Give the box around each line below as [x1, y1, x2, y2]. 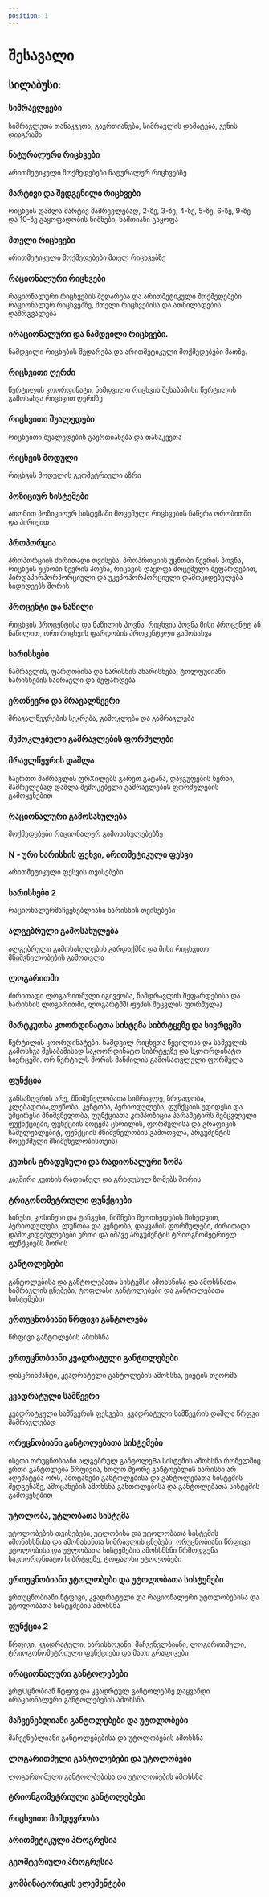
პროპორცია [8, 537, 56, 549]
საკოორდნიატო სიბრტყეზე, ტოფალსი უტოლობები [8, 1554, 182, 1564]
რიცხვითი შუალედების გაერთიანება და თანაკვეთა [8, 432, 182, 442]
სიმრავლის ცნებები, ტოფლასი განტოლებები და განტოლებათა [8, 1285, 225, 1295]
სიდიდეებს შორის [8, 581, 70, 591]
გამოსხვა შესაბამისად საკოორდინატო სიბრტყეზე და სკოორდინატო [8, 1047, 242, 1056]
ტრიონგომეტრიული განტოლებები [8, 1792, 146, 1803]
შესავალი [8, 46, 75, 64]
